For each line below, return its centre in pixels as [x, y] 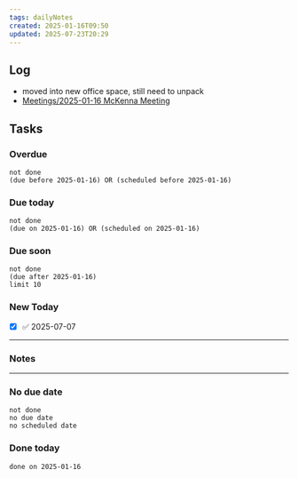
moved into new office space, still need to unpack [113, 92]
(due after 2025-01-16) [53, 277]
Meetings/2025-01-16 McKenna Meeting [96, 101]
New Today [34, 307]
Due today [32, 203]
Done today [35, 448]
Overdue [28, 154]
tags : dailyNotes [41, 17]
